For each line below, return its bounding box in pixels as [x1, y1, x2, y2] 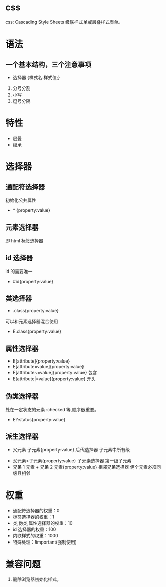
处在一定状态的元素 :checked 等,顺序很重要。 [5, 406, 99, 412]
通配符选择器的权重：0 [12, 507, 60, 513]
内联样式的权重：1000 [12, 532, 58, 538]
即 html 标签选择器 [5, 237, 44, 244]
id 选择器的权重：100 [12, 526, 56, 532]
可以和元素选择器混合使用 [5, 318, 58, 325]
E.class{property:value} [12, 328, 62, 335]
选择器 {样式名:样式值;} [12, 74, 60, 80]
